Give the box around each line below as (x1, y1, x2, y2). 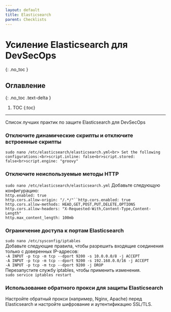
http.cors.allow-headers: (5, 206, 60, 211)
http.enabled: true (5, 193, 47, 198)
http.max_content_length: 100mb (5, 215, 74, 220)
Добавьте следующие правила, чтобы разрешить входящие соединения (5, 243, 164, 249)
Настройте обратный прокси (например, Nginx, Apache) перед (5, 296, 142, 302)
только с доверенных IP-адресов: (5, 248, 79, 254)
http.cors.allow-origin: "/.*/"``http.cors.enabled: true (5, 197, 131, 203)
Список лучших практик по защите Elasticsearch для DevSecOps (5, 119, 146, 125)
